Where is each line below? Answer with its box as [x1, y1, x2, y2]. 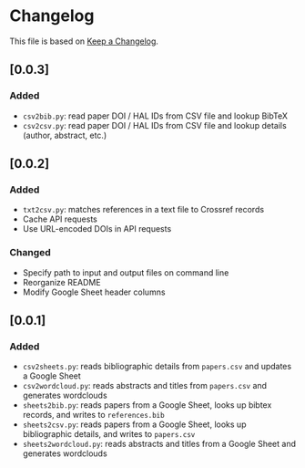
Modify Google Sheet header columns [22, 286, 166, 297]
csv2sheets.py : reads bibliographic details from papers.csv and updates [22, 361, 292, 372]
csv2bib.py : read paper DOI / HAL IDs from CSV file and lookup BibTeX [22, 110, 289, 121]
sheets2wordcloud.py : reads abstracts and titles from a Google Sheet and [22, 439, 297, 450]
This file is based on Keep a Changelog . [9, 36, 159, 47]
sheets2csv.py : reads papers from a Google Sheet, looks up [22, 419, 247, 430]
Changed [9, 246, 52, 259]
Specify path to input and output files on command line [22, 266, 229, 278]
